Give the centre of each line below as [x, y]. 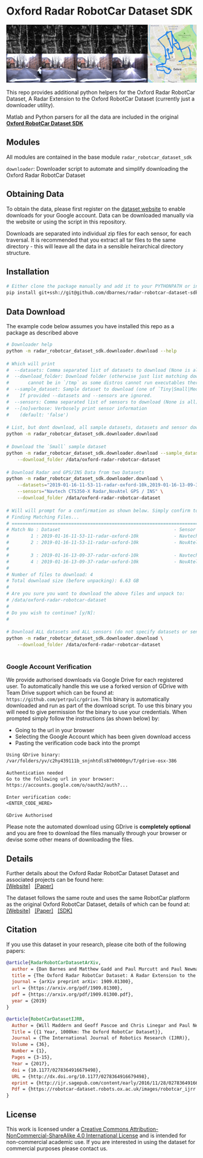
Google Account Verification [49, 666]
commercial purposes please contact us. [57, 1148]
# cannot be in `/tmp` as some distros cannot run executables [96, 383]
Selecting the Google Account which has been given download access [103, 736]
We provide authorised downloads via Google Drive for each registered [95, 680]
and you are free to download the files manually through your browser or [97, 833]
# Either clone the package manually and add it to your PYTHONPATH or [98, 286]
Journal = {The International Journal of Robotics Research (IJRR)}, [101, 1038]
